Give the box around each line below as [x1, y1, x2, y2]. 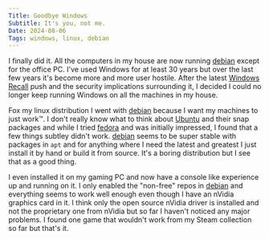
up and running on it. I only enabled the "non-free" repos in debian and [8, 181, 243, 191]
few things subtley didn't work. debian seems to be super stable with [8, 132, 237, 141]
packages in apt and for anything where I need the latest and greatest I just [8, 140, 257, 149]
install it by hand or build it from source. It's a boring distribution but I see [8, 148, 251, 158]
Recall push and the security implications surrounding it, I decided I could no [8, 82, 262, 91]
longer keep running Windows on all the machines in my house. [8, 90, 218, 100]
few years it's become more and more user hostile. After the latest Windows [8, 73, 260, 83]
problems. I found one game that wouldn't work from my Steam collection [8, 215, 252, 225]
